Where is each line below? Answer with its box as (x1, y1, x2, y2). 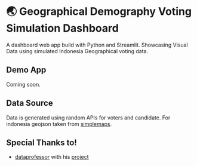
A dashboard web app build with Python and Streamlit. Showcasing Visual (6, 41, 188, 48)
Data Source (6, 98, 53, 108)
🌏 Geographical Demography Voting (6, 5, 192, 19)
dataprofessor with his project (14, 153, 89, 161)
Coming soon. (6, 81, 41, 88)
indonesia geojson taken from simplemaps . (6, 120, 112, 127)
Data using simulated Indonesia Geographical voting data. (6, 47, 148, 54)
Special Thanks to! (6, 137, 78, 147)
